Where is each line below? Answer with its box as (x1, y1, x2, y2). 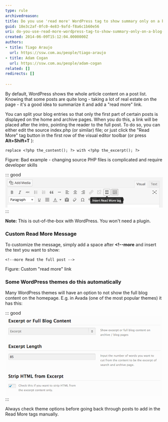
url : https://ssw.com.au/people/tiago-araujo (9, 50, 106, 55)
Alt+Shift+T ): (5, 138, 34, 143)
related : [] (5, 66, 30, 71)
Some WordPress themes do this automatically (5, 278, 121, 285)
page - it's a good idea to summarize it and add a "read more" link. (5, 101, 142, 107)
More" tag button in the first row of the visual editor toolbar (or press (5, 132, 146, 138)
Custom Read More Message (5, 230, 77, 237)
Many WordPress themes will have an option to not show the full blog (5, 290, 148, 296)
